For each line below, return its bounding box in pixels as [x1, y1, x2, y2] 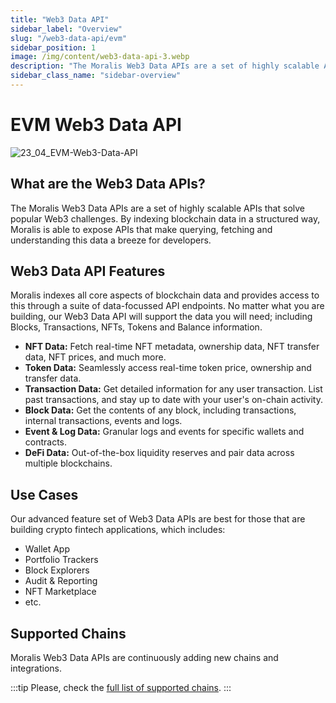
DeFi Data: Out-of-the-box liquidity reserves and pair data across [24, 447, 295, 459]
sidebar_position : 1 [10, 42, 97, 53]
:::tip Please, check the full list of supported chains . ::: [10, 682, 232, 694]
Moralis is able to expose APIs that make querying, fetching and [10, 223, 273, 235]
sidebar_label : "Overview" [10, 24, 123, 34]
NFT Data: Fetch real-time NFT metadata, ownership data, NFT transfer [24, 341, 320, 353]
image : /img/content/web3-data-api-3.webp [10, 52, 190, 62]
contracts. [24, 436, 68, 448]
